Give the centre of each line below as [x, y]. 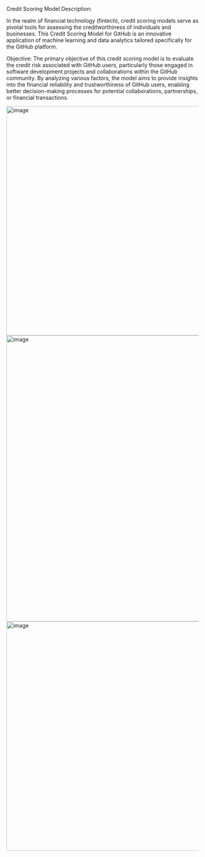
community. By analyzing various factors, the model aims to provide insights [102, 78]
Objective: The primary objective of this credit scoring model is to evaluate [100, 58]
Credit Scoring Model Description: [49, 9]
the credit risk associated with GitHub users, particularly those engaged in [100, 65]
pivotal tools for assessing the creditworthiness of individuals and [89, 27]
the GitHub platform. [32, 47]
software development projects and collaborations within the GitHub [92, 72]
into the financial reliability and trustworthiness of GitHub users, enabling [98, 84]
